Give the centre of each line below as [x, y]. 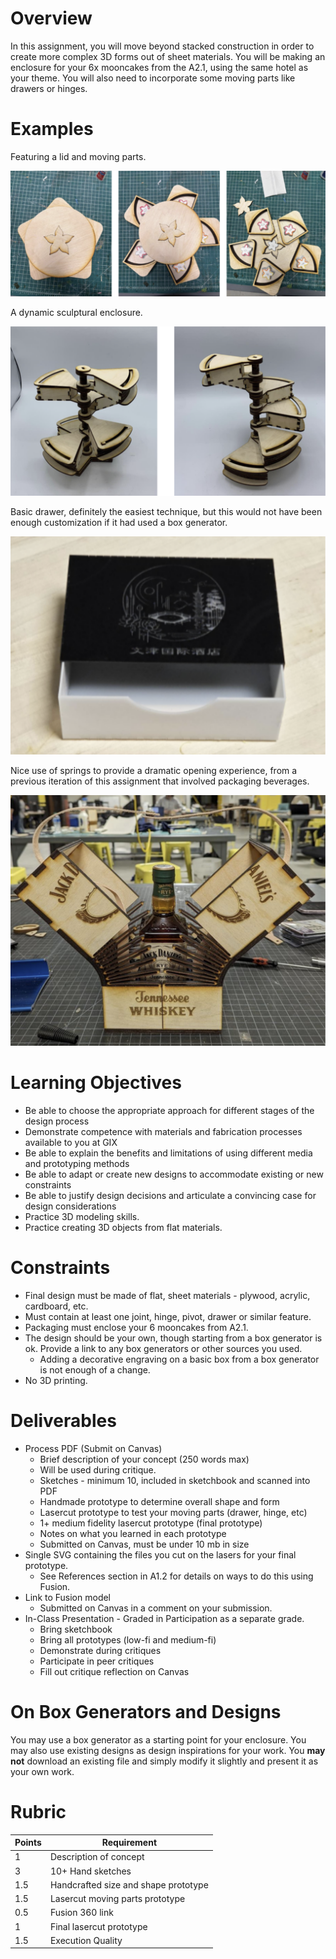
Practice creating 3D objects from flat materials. [123, 1227]
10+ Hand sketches [90, 1871]
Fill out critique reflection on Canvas [114, 1671]
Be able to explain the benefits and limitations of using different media [168, 1153]
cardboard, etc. [56, 1306]
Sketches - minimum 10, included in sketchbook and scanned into [175, 1480]
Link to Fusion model [68, 1597]
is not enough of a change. [95, 1369]
